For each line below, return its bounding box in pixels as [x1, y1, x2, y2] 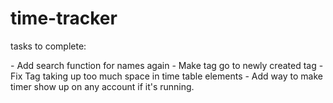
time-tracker [10, 7, 118, 30]
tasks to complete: [10, 40, 87, 52]
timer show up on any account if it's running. [10, 80, 195, 92]
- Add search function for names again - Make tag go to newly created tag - [10, 59, 324, 71]
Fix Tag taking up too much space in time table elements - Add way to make [10, 70, 323, 82]
